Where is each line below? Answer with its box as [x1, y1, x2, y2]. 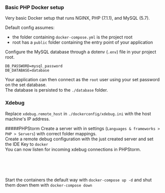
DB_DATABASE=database [5, 68, 50, 73]
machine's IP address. [5, 116, 50, 122]
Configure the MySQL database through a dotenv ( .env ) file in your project [5, 49, 157, 55]
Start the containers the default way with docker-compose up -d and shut [5, 177, 152, 183]
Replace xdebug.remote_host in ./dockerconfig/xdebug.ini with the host [5, 110, 151, 117]
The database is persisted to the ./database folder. [5, 87, 108, 93]
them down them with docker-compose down [5, 182, 93, 188]
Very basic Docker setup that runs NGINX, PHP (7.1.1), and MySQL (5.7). [5, 15, 150, 21]
